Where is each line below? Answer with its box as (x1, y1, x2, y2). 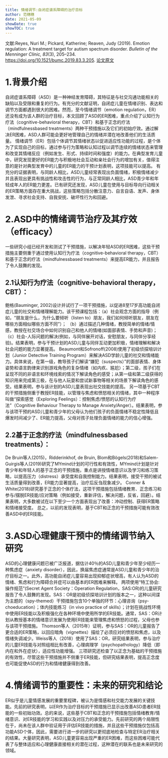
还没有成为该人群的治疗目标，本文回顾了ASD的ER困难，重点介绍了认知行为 (5, 113, 160, 119)
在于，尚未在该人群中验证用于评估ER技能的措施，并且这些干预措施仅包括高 (5, 722, 160, 728)
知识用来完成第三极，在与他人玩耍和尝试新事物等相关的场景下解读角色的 (5, 377, 154, 383)
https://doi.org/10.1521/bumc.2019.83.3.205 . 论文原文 (5, 57, 114, 63)
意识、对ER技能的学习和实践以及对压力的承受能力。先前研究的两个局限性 (9, 716, 160, 722)
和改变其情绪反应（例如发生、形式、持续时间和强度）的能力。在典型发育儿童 (5, 151, 163, 157)
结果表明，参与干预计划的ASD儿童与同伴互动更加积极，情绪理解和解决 (15, 339, 160, 345)
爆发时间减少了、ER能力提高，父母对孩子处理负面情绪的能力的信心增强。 (5, 415, 155, 421)
